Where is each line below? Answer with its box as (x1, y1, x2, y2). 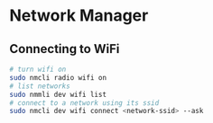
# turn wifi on (9, 65, 67, 74)
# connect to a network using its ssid (9, 98, 160, 108)
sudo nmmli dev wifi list (9, 90, 106, 99)
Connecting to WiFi (9, 41, 120, 57)
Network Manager (9, 5, 149, 26)
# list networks (9, 82, 70, 91)
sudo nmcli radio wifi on (9, 73, 106, 82)
